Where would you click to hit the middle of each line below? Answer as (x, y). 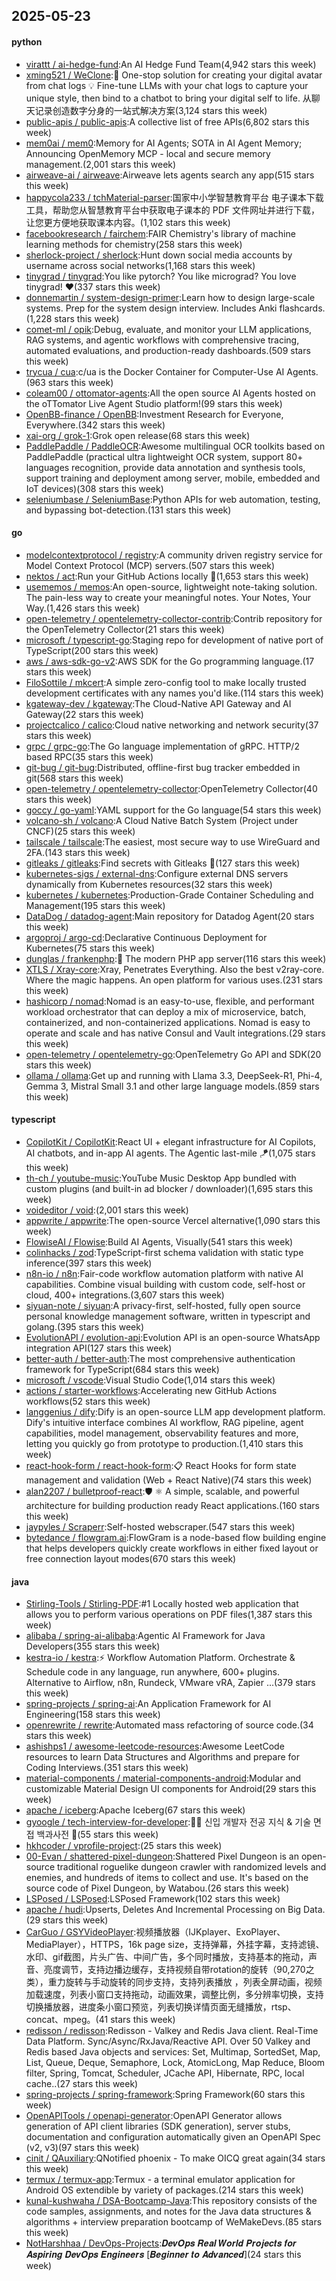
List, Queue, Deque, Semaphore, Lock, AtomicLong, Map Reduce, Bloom (175, 2063)
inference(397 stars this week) (89, 1263)
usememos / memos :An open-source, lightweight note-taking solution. (171, 586)
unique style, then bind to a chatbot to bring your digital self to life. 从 (168, 98)
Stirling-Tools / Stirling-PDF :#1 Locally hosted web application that (162, 1604)
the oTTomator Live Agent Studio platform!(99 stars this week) (154, 403)
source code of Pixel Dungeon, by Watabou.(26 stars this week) (157, 1888)
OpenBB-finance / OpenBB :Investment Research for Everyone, (154, 414)
